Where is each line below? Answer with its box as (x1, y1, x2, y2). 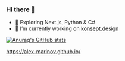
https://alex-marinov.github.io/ (6, 48, 81, 55)
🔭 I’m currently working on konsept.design (14, 25, 119, 32)
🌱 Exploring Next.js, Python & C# (14, 19, 96, 26)
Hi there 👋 (6, 5, 36, 14)
